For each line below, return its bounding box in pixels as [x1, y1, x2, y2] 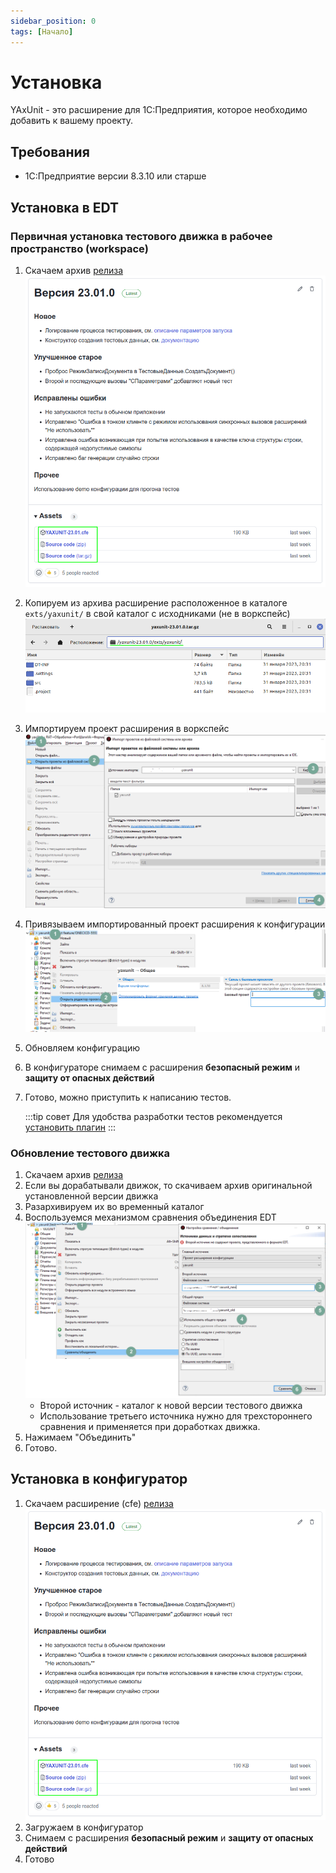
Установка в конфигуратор [10, 1471, 188, 1488]
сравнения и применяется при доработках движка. [39, 1420, 261, 1432]
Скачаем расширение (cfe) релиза [24, 1497, 174, 1509]
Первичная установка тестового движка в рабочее [10, 229, 273, 243]
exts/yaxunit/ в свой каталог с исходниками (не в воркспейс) [24, 607, 291, 619]
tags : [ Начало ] [10, 26, 74, 37]
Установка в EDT [10, 199, 120, 216]
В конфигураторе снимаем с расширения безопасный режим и [24, 1061, 301, 1074]
